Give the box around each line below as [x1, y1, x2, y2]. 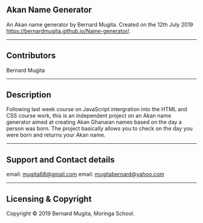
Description [6, 90, 51, 100]
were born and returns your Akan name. [6, 131, 106, 138]
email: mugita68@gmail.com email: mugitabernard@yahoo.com [6, 170, 165, 178]
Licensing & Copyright [6, 193, 92, 204]
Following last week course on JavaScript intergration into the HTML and [6, 106, 187, 113]
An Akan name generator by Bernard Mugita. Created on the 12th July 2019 [6, 21, 193, 28]
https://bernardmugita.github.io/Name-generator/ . [6, 27, 131, 34]
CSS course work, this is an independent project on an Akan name [6, 112, 172, 120]
